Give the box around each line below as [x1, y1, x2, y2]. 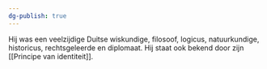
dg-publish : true [8, 11, 67, 20]
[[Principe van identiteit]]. [8, 51, 94, 61]
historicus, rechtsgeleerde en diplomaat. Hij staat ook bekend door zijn [8, 42, 244, 53]
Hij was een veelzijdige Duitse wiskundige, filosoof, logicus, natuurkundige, [8, 34, 260, 44]
